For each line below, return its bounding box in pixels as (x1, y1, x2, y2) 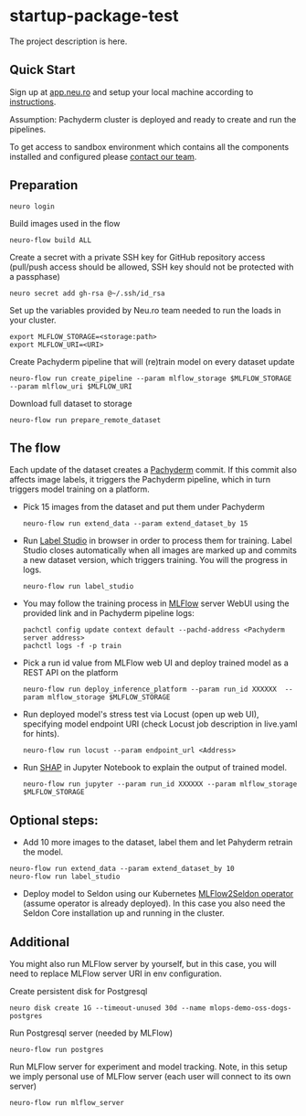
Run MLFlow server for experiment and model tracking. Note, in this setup (9, 1061, 288, 1072)
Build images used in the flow (9, 218, 121, 229)
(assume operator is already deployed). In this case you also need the (22, 898, 286, 909)
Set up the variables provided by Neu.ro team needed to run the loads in (9, 304, 281, 315)
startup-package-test (9, 5, 179, 27)
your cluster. (9, 314, 57, 325)
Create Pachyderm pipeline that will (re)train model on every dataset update (9, 356, 295, 367)
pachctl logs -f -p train (22, 642, 121, 651)
